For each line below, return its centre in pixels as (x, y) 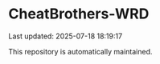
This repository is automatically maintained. (80, 51)
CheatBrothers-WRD (79, 14)
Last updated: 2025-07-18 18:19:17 (66, 36)
